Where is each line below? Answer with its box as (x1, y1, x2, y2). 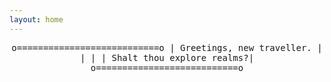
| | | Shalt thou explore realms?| (79, 52, 255, 63)
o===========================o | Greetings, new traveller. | (11, 42, 323, 53)
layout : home (9, 14, 64, 25)
